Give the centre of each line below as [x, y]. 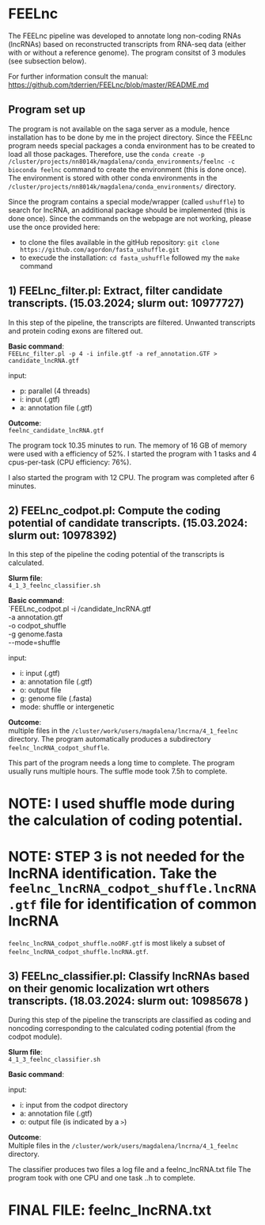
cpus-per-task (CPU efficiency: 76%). [70, 462]
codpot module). [35, 1037]
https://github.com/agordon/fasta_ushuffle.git [99, 250]
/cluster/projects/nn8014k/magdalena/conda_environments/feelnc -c [122, 162]
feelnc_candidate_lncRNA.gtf [56, 430]
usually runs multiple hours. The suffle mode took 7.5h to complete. [118, 771]
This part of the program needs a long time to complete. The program [121, 763]
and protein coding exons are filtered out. [76, 330]
